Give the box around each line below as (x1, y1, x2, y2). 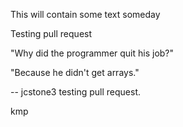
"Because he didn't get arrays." (10, 67, 140, 78)
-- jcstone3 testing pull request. (10, 86, 141, 98)
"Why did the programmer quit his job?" (10, 47, 175, 59)
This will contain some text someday (10, 9, 161, 20)
